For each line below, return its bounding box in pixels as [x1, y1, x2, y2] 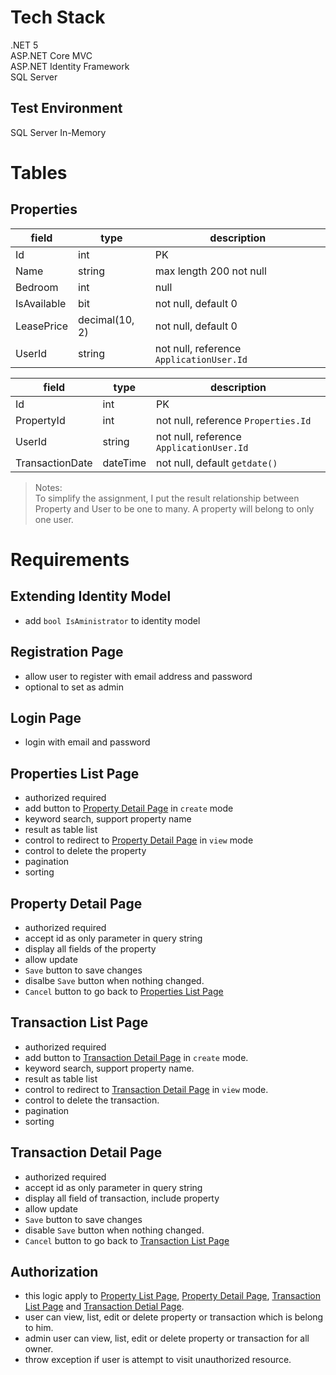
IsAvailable [15, 296, 67, 310]
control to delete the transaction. [24, 1094, 160, 1106]
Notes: [34, 481, 63, 493]
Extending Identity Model [10, 588, 172, 605]
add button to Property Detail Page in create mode [24, 802, 234, 815]
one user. [34, 513, 74, 525]
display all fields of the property [24, 943, 157, 955]
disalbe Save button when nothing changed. [24, 975, 205, 986]
